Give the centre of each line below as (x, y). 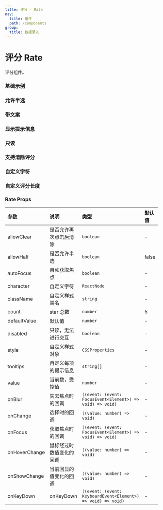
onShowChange (26, 476)
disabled (17, 333)
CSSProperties (98, 350)
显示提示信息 (20, 129)
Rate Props (18, 199)
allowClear (20, 237)
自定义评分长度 (23, 186)
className (20, 299)
